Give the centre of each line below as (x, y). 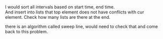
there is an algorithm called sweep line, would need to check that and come (81, 26)
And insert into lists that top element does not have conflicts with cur (75, 12)
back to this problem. (27, 32)
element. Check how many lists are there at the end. (58, 17)
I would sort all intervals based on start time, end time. (60, 7)
